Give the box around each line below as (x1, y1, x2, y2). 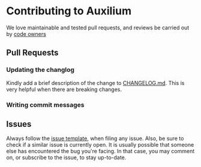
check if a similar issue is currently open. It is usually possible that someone (6, 141, 194, 148)
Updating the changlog (6, 66, 75, 74)
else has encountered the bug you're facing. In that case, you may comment (6, 148, 195, 155)
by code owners (6, 30, 46, 37)
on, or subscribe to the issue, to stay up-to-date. (6, 154, 127, 161)
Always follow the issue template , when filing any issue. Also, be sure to (6, 135, 184, 142)
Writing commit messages (6, 101, 85, 109)
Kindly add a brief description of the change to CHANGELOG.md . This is (6, 79, 185, 86)
